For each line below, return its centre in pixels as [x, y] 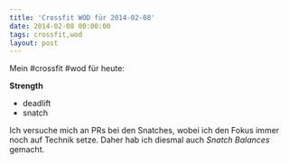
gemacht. [27, 150]
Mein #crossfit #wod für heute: [67, 68]
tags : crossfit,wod [46, 34]
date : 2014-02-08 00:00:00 [60, 26]
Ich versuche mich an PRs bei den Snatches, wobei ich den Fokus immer [144, 131]
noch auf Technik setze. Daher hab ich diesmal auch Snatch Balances [140, 140]
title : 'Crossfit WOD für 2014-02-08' [82, 18]
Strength [26, 86]
